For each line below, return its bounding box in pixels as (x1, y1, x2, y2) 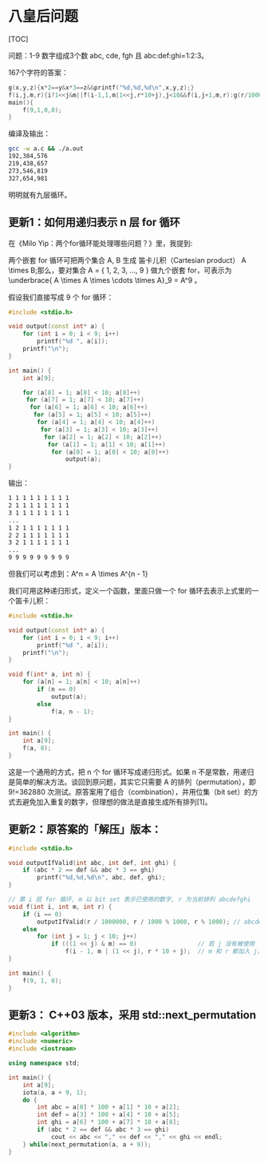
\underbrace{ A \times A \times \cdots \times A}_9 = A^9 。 (8, 275, 202, 284)
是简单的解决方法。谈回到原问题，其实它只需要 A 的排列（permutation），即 (8, 776, 257, 787)
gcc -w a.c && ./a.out (8, 145, 84, 153)
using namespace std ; (8, 1059, 81, 1067)
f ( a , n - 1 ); (50, 708, 94, 716)
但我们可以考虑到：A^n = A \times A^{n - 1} (8, 569, 149, 578)
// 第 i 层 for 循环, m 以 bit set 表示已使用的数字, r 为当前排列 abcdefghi (8, 895, 251, 903)
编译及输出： (8, 129, 50, 138)
